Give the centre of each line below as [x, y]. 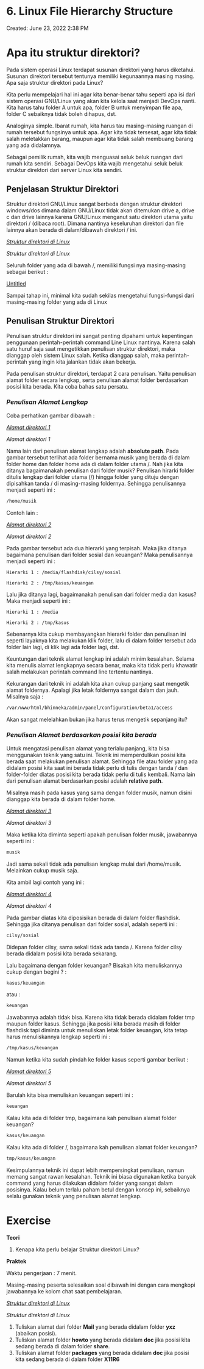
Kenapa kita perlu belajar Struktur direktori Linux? [77, 1249]
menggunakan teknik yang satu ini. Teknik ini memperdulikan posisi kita [96, 755]
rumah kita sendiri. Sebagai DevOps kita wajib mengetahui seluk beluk [94, 163]
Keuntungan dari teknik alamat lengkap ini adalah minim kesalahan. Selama [100, 659]
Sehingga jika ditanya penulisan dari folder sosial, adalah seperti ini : [92, 924]
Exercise [29, 1221]
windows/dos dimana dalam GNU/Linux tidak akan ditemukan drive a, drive [100, 210]
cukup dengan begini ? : [37, 972]
